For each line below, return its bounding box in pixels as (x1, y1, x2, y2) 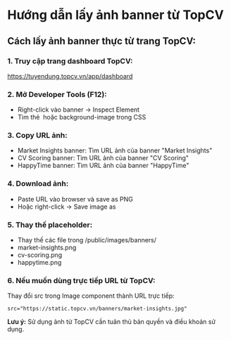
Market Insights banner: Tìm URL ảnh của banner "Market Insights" (17, 146, 213, 155)
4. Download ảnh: (7, 179, 69, 189)
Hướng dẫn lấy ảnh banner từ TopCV (7, 7, 224, 23)
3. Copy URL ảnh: (7, 131, 68, 140)
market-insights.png (17, 243, 77, 252)
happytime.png (17, 259, 62, 267)
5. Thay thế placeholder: (7, 220, 93, 230)
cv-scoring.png (17, 251, 63, 259)
